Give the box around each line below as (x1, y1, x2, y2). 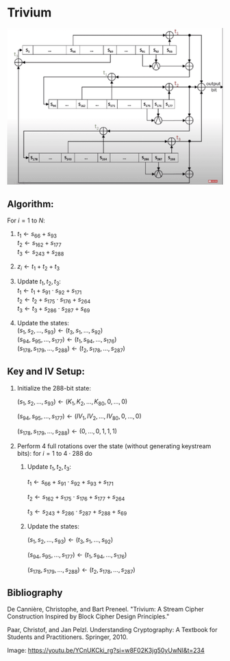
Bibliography (7, 587, 63, 599)
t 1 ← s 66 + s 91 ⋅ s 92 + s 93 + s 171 (27, 477, 114, 487)
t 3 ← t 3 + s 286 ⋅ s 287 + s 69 (16, 304, 90, 314)
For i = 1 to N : (7, 216, 46, 224)
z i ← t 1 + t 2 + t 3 (16, 262, 60, 272)
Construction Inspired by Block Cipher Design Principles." (7, 612, 170, 621)
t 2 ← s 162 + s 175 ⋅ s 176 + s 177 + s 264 (27, 492, 125, 502)
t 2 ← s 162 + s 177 (16, 238, 62, 248)
